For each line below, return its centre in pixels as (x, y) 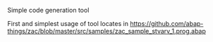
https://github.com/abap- (167, 23)
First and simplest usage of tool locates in (68, 23)
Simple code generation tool (48, 10)
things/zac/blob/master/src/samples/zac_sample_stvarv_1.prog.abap (107, 31)
